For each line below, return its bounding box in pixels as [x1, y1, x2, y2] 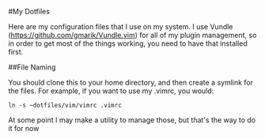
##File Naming [8, 62, 56, 72]
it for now [8, 124, 40, 133]
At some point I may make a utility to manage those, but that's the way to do [8, 115, 256, 125]
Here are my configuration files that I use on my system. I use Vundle [8, 22, 233, 31]
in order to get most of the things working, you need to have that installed [8, 39, 248, 48]
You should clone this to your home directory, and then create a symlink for [8, 78, 254, 87]
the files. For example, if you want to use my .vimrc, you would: [8, 86, 214, 96]
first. [8, 47, 24, 56]
